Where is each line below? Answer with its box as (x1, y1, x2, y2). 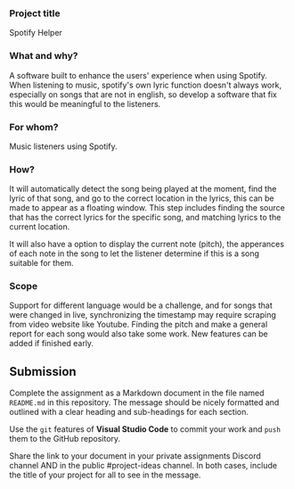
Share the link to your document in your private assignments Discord (9, 451, 261, 461)
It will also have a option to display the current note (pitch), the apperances (9, 239, 285, 250)
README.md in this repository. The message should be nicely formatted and (9, 397, 280, 408)
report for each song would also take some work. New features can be (9, 328, 269, 339)
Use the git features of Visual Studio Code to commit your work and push (9, 424, 281, 435)
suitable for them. (9, 258, 74, 269)
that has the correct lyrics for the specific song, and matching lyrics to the (9, 212, 282, 223)
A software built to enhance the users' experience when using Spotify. (9, 70, 267, 80)
